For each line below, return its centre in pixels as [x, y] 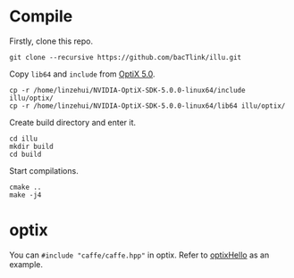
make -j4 [25, 195]
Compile [41, 16]
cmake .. [25, 187]
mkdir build [31, 146]
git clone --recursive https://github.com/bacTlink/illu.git [126, 57]
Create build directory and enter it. [73, 122]
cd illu [24, 139]
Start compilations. [44, 170]
